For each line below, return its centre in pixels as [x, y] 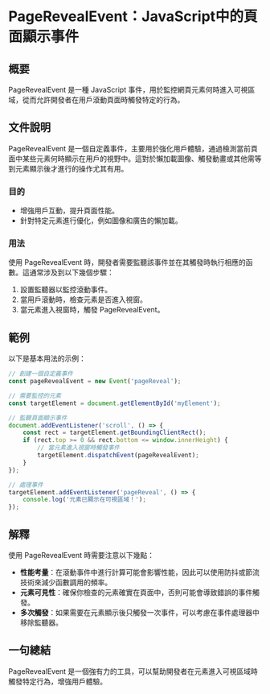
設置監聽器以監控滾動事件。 [66, 290]
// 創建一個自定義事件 [41, 374]
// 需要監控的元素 [35, 395]
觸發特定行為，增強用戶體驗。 [57, 681]
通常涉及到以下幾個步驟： [72, 273]
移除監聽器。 [41, 623]
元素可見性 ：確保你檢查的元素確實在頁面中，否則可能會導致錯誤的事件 [136, 593]
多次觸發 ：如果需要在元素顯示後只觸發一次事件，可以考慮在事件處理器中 [139, 613]
